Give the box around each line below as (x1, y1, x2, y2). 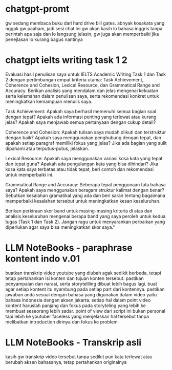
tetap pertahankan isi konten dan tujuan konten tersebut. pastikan (5, 275, 144, 281)
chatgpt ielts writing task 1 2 (5, 54, 128, 66)
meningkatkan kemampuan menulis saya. (5, 98, 93, 104)
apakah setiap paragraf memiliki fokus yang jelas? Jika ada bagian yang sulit (5, 140, 167, 146)
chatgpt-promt (5, 3, 70, 15)
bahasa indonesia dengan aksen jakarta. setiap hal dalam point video (5, 297, 151, 303)
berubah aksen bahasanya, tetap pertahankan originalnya (5, 359, 127, 365)
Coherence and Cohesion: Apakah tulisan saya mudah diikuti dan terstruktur (5, 129, 166, 135)
